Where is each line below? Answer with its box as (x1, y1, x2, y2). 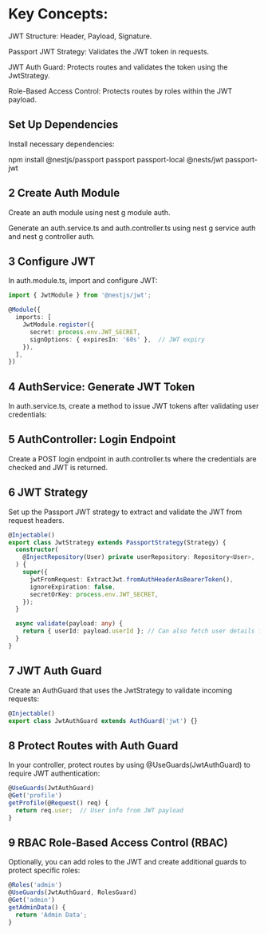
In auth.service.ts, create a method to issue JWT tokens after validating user (8, 401, 259, 411)
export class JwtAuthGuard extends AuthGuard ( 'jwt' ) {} (8, 716, 198, 724)
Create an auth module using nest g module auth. (8, 207, 171, 217)
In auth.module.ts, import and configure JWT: (8, 276, 158, 285)
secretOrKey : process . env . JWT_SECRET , (29, 590, 159, 598)
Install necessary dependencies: (8, 139, 115, 149)
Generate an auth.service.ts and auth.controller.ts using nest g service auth (8, 223, 256, 233)
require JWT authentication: (8, 768, 100, 778)
